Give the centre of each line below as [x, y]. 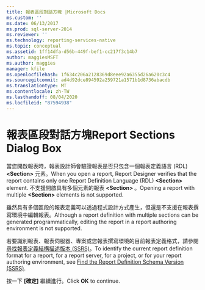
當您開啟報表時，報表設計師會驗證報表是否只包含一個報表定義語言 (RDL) [97, 166]
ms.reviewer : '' [27, 35]
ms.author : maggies [31, 63]
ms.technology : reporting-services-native [61, 40]
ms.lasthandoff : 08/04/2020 [42, 97]
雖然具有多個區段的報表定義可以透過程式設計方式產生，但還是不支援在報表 [100, 207]
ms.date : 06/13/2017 [33, 23]
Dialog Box [34, 148]
